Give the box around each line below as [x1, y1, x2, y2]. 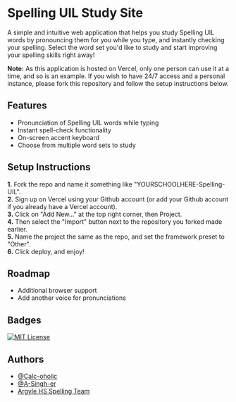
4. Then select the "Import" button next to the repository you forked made [7, 217, 223, 226]
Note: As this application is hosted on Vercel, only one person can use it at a [7, 64, 230, 73]
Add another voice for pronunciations [17, 294, 127, 302]
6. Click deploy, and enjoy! [7, 247, 85, 256]
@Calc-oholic [17, 372, 58, 380]
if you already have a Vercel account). [7, 202, 118, 211]
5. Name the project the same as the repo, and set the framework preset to [7, 232, 225, 241]
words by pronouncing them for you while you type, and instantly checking [7, 35, 225, 44]
